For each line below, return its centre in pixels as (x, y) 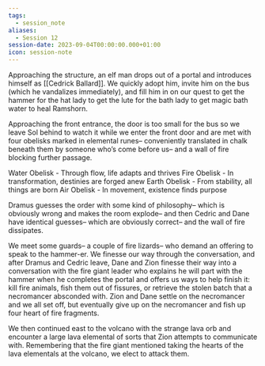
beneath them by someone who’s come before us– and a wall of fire (119, 149)
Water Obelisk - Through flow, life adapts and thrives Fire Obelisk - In (121, 173)
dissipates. (26, 230)
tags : (17, 15)
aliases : (23, 30)
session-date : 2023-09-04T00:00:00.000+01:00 (84, 45)
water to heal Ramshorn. (48, 109)
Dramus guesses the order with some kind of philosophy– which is (117, 205)
